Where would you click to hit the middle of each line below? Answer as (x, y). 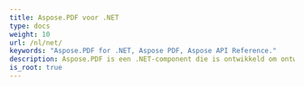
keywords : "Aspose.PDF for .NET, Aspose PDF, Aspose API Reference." (143, 51)
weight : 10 (30, 34)
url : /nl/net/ (36, 43)
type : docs (30, 26)
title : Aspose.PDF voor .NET (64, 17)
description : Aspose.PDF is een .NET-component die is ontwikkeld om (143, 59)
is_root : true (36, 68)
